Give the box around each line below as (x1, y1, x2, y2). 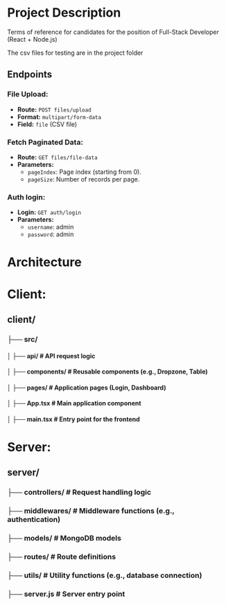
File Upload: (7, 89, 49, 99)
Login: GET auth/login (17, 208, 82, 216)
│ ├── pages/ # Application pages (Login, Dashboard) (7, 383, 166, 392)
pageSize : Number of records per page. (27, 175, 140, 183)
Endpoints (7, 69, 53, 80)
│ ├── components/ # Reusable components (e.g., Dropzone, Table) (7, 367, 208, 376)
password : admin (27, 230, 74, 238)
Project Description (7, 5, 121, 21)
